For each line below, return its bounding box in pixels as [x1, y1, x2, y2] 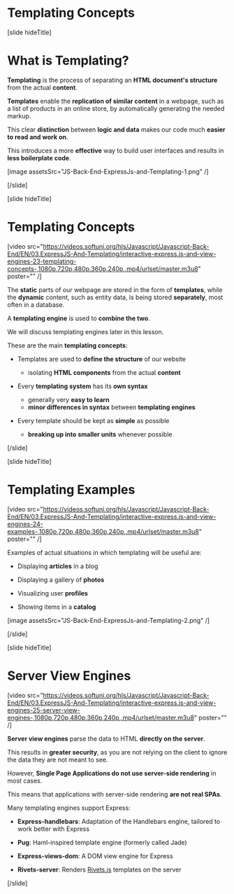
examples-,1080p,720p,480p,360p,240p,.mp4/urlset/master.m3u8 [7, 527, 199, 535]
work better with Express [17, 825, 89, 833]
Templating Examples [7, 482, 136, 497]
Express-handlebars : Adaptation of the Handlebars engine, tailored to [17, 817, 221, 825]
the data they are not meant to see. [7, 755, 108, 764]
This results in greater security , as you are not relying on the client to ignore [7, 748, 228, 756]
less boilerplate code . [7, 153, 71, 162]
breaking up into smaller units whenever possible [27, 429, 173, 439]
